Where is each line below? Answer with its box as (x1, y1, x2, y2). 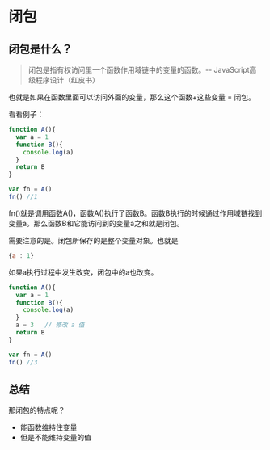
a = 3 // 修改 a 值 (15, 321, 85, 330)
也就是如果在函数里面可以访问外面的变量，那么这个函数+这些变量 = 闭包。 (8, 92, 256, 102)
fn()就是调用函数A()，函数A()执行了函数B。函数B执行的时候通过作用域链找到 (8, 208, 263, 218)
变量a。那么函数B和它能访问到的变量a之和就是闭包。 (8, 218, 184, 228)
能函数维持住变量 (19, 423, 78, 432)
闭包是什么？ (8, 42, 73, 56)
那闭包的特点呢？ (8, 406, 65, 415)
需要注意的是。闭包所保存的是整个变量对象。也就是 (8, 235, 179, 245)
